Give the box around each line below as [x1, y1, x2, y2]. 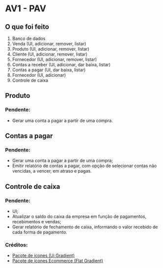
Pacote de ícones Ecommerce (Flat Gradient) [12, 258, 104, 264]
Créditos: [5, 241, 28, 248]
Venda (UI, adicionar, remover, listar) [12, 41, 86, 47]
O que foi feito [5, 23, 49, 31]
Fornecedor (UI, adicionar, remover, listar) [12, 57, 97, 62]
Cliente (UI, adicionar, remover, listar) [12, 51, 87, 57]
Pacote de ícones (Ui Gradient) [12, 253, 75, 259]
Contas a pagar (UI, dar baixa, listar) [12, 67, 86, 73]
